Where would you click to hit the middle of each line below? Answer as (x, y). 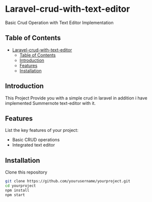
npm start (15, 195)
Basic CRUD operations (36, 140)
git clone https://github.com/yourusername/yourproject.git (68, 181)
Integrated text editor (34, 145)
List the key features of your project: (42, 130)
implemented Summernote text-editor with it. (51, 103)
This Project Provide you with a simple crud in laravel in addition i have (76, 98)
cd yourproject (21, 186)
